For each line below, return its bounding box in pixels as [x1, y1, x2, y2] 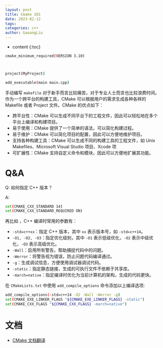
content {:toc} [12, 44, 41, 50]
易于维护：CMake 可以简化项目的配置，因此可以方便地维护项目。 [12, 131, 145, 137]
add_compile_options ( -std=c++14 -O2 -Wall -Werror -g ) [5, 292, 121, 297]
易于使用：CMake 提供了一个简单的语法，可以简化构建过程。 [12, 125, 136, 131]
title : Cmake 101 [5, 12, 41, 17]
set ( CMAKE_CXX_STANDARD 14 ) [5, 204, 63, 209]
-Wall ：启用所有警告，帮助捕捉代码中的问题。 [12, 247, 106, 253]
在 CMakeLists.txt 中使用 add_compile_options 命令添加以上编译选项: [5, 283, 145, 289]
